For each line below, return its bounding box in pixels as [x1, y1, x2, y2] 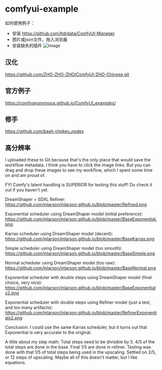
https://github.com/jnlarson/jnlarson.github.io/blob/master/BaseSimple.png [5, 250, 155, 256]
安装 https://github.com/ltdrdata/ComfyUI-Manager [12, 30, 115, 36]
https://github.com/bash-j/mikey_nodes [5, 128, 84, 134]
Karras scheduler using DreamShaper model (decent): [5, 231, 113, 237]
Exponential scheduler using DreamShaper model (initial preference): [5, 211, 143, 217]
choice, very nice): [5, 280, 43, 285]
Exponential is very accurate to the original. [5, 330, 92, 335]
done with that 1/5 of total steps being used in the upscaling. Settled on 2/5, [5, 349, 156, 355]
